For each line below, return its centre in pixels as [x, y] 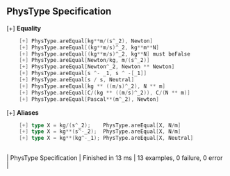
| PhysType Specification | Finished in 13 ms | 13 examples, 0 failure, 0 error [115, 158]
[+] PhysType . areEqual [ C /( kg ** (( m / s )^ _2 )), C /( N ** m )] [105, 93]
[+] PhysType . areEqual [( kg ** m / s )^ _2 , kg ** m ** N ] [89, 47]
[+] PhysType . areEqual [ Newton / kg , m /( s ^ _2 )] [84, 61]
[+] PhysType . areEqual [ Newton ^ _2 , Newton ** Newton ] [97, 67]
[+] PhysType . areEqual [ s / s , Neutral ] [77, 80]
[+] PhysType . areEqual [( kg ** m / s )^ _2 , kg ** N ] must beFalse [105, 54]
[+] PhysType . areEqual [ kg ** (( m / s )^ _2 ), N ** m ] [92, 86]
